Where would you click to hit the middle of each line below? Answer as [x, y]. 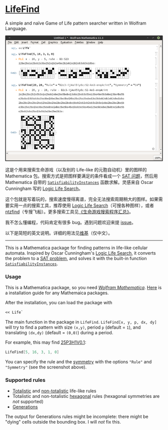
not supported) [28, 401]
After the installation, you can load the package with [59, 303]
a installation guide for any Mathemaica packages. [57, 293]
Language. [16, 28]
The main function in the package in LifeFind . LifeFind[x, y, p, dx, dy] [81, 322]
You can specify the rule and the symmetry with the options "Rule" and [78, 362]
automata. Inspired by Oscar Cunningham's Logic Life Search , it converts [80, 253]
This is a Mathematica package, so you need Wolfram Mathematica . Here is [83, 288]
